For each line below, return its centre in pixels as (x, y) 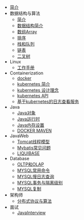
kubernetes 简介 (34, 84)
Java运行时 (28, 119)
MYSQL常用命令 (33, 170)
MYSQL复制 (29, 189)
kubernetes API (33, 96)
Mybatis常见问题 (34, 148)
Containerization (27, 73)
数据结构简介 (30, 25)
